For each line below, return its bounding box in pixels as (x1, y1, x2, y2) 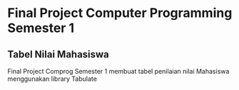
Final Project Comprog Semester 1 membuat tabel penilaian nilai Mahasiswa (7, 67, 230, 75)
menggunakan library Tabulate (7, 74, 98, 83)
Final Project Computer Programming (7, 5, 233, 21)
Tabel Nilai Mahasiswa (7, 48, 109, 60)
